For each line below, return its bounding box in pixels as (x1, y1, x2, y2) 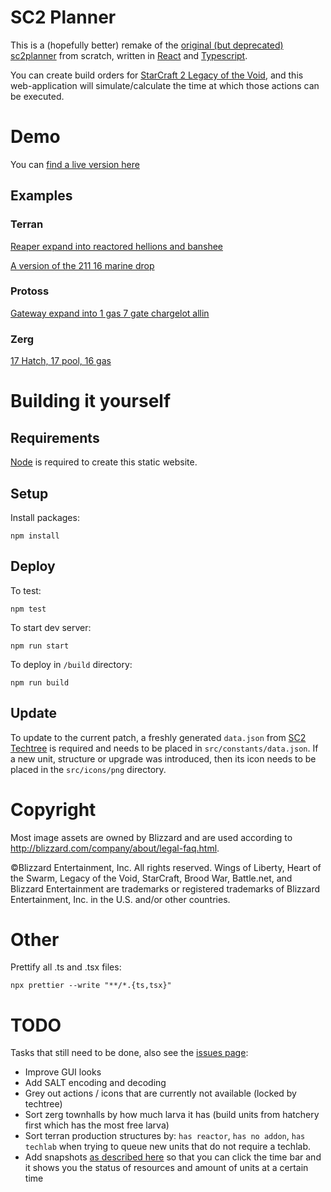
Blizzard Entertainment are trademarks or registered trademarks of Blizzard (10, 882, 320, 895)
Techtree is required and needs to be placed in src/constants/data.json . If (10, 742, 319, 754)
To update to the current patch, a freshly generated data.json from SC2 (10, 731, 307, 743)
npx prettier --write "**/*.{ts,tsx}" (10, 981, 172, 991)
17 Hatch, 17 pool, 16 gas (10, 355, 112, 367)
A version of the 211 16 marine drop (10, 259, 155, 271)
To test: (10, 584, 42, 596)
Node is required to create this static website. (10, 456, 198, 468)
